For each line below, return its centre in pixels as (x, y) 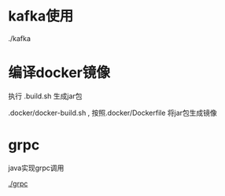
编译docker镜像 (59, 73)
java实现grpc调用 (36, 168)
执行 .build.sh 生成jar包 (45, 96)
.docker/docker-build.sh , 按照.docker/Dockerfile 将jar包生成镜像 (113, 113)
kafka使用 (41, 16)
